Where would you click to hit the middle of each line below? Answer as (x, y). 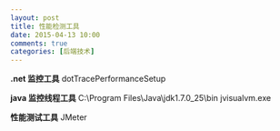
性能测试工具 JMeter (49, 117)
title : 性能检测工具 (45, 26)
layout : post (35, 18)
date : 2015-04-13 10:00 (55, 35)
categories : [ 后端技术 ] (52, 52)
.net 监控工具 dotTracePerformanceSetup (88, 79)
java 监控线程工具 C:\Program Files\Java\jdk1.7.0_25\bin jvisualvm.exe (141, 98)
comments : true (39, 43)
